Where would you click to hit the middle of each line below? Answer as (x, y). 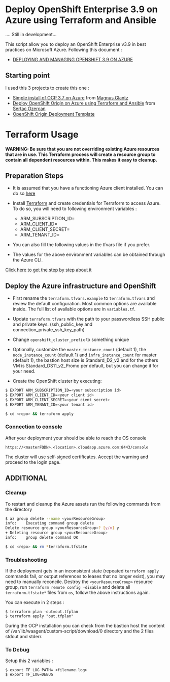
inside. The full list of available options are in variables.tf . (74, 309)
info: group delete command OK (42, 538)
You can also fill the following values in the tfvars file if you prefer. (81, 245)
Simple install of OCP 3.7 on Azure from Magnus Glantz (70, 97)
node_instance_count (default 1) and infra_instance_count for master (84, 355)
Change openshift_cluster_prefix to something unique (71, 339)
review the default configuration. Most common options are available (84, 304)
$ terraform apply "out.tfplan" (39, 616)
